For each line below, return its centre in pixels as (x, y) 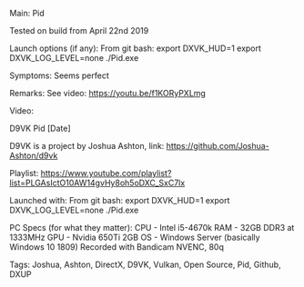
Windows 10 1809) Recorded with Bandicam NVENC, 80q (117, 247)
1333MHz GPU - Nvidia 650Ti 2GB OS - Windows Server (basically (135, 237)
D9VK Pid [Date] (40, 128)
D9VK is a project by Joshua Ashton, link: (87, 146)
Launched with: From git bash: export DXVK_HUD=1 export (120, 200)
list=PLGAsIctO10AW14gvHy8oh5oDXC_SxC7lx (97, 183)
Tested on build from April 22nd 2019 (79, 30)
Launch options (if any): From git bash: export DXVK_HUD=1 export (136, 48)
